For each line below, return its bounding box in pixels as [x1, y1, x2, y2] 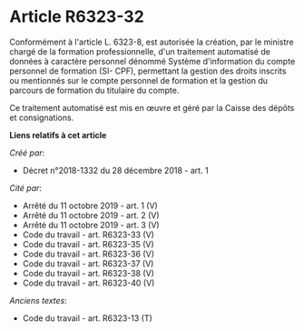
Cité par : [9, 182, 43, 193]
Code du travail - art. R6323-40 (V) [22, 277, 155, 288]
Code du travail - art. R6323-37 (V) [22, 257, 154, 269]
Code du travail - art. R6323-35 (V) [22, 238, 154, 249]
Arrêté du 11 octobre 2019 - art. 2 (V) [22, 209, 161, 220]
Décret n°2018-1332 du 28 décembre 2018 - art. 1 [22, 165, 209, 176]
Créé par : [9, 147, 45, 158]
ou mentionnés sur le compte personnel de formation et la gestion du [9, 75, 269, 85]
